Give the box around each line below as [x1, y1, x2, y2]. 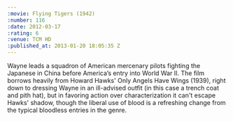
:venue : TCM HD [7, 36, 52, 43]
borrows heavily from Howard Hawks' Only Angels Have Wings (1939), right [7, 76, 226, 84]
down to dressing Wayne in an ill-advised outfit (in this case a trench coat [7, 84, 219, 92]
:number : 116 [7, 17, 45, 24]
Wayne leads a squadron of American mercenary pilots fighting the [7, 62, 201, 70]
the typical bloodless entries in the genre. [7, 106, 127, 114]
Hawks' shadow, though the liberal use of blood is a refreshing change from [7, 99, 226, 106]
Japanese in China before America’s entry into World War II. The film [7, 69, 205, 77]
